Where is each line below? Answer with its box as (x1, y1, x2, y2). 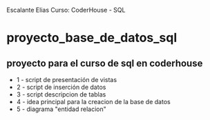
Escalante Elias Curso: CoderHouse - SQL (6, 6, 126, 14)
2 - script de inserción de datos (16, 83, 106, 91)
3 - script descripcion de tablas (16, 90, 106, 99)
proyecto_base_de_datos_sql (6, 30, 178, 46)
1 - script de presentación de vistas (16, 76, 117, 83)
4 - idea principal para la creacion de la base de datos (16, 98, 171, 106)
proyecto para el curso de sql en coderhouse (6, 57, 203, 69)
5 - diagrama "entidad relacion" (16, 105, 106, 113)
